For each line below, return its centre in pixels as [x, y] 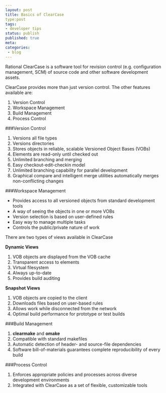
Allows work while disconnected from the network [64, 308]
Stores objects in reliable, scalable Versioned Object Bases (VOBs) [81, 149]
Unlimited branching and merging [47, 159]
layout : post [19, 10]
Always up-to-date [32, 273]
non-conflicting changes [38, 181]
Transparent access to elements [46, 262]
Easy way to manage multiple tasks [49, 222]
